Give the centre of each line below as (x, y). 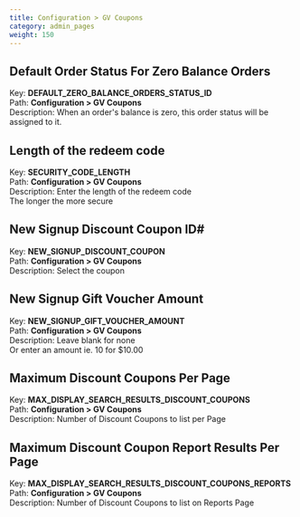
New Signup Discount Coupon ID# (107, 230)
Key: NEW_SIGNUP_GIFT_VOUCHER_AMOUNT (97, 321)
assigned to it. (36, 122)
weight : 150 (32, 34)
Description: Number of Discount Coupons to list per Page (117, 419)
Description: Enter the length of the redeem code (101, 191)
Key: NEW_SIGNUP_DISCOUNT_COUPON (87, 251)
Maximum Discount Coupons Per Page (120, 378)
